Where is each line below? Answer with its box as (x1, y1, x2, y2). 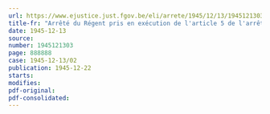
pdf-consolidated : (8, 94, 70, 102)
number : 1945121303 (8, 42, 74, 50)
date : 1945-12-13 (8, 26, 67, 35)
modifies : (8, 79, 42, 87)
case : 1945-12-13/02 (8, 57, 78, 65)
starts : (8, 71, 35, 79)
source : (8, 34, 35, 43)
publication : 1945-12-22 (8, 64, 92, 72)
